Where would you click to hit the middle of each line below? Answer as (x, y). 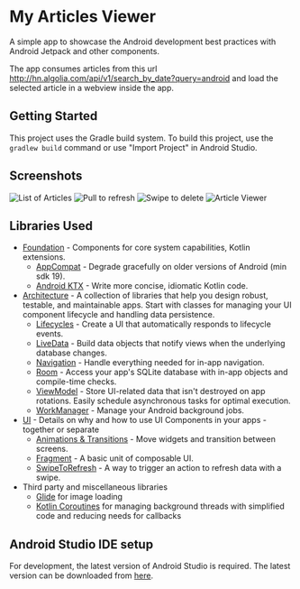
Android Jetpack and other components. (85, 51)
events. (50, 334)
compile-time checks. (76, 382)
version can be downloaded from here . (82, 575)
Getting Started (54, 116)
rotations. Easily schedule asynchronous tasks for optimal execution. (163, 401)
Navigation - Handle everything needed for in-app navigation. (150, 363)
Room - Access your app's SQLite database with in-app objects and (162, 373)
